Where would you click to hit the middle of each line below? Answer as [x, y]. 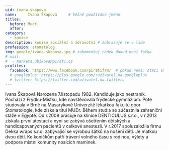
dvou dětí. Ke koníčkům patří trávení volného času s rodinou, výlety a [77, 136]
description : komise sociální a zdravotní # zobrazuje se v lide [75, 43]
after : [17, 29]
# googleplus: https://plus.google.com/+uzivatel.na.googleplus [78, 75]
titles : [13, 19]
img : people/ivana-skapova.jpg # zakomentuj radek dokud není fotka [78, 52]
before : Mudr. [24, 24]
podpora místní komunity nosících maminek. [51, 142]
